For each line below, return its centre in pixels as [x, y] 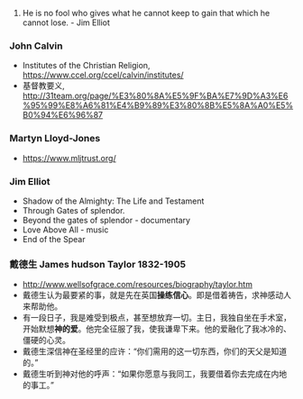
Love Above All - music [65, 230]
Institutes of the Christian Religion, [86, 66]
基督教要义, [43, 86]
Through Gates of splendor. [73, 210]
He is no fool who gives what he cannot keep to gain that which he [146, 13]
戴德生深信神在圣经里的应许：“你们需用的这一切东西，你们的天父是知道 [154, 351]
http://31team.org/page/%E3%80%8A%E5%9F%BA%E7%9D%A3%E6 [155, 96]
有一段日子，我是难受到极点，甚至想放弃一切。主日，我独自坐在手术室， [156, 318]
